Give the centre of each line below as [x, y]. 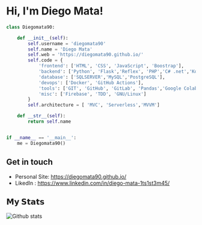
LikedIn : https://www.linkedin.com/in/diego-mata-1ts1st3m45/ [92, 183]
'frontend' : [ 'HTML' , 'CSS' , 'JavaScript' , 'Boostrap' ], [111, 66]
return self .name [49, 122]
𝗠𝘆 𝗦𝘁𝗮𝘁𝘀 [26, 202]
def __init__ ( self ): [43, 38]
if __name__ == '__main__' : [41, 137]
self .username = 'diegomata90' [67, 43]
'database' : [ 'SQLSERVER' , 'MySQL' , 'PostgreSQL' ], [102, 77]
